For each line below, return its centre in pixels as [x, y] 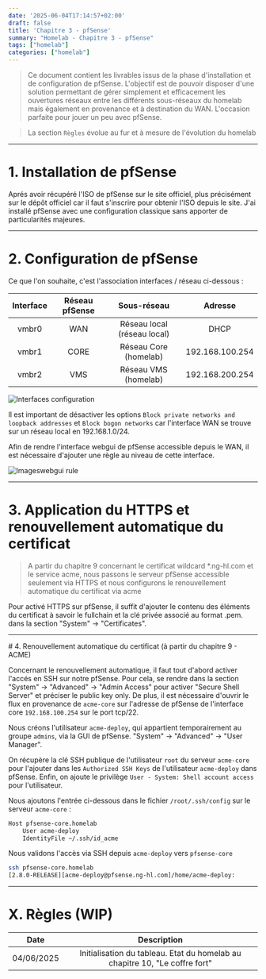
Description [161, 940]
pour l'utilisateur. [36, 785]
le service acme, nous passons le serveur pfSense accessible [128, 574]
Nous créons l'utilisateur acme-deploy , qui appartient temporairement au [125, 727]
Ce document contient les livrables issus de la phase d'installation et [139, 75]
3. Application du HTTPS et [99, 510]
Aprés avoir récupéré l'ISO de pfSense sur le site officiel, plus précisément [130, 194]
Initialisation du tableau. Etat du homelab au [160, 954]
